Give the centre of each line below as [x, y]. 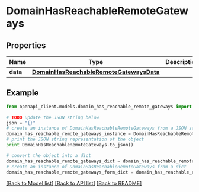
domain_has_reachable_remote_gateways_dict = [63, 161]
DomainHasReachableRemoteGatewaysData [96, 72]
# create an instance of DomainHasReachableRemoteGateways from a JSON [96, 129]
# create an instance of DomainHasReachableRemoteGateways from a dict [96, 167]
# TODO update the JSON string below [53, 117]
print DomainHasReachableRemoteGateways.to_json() [70, 145]
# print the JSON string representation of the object [75, 140]
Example [23, 93]
